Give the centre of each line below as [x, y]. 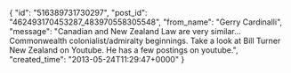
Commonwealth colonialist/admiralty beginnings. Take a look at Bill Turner [145, 40]
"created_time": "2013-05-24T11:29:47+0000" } [97, 59]
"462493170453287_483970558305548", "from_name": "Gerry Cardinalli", [146, 22]
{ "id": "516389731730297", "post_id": [79, 13]
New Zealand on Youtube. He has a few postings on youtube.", [124, 50]
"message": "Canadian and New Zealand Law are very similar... [125, 31]
